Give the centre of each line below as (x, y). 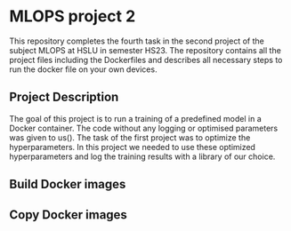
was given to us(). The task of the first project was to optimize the (130, 137)
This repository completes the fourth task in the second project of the (137, 41)
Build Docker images (68, 184)
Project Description (64, 97)
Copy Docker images (68, 215)
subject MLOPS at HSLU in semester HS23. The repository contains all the (145, 50)
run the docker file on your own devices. (83, 69)
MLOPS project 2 (73, 16)
